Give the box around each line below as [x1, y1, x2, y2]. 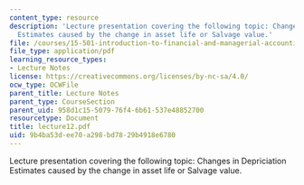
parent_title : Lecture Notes [9, 88, 119, 97]
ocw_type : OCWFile [9, 80, 79, 89]
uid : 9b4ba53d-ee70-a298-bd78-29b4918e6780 [9, 131, 176, 140]
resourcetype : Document [9, 114, 100, 123]
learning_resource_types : [9, 55, 107, 64]
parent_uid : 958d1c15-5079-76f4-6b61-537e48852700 [9, 106, 204, 115]
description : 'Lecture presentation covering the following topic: [9, 22, 270, 31]
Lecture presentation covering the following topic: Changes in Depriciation [9, 155, 287, 166]
